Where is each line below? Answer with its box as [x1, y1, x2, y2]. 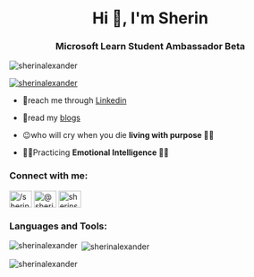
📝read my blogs [21, 112, 80, 124]
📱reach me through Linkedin [21, 95, 127, 106]
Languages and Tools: [9, 220, 107, 232]
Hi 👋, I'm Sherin [92, 8, 208, 29]
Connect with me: [9, 169, 89, 182]
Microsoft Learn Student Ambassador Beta [55, 40, 246, 53]
